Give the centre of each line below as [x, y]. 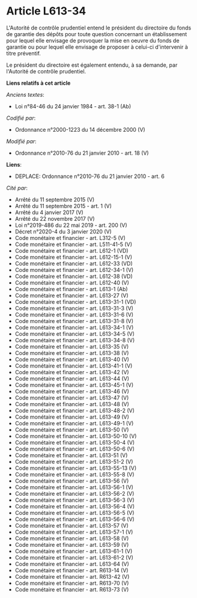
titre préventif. [23, 53]
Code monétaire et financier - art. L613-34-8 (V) [75, 340]
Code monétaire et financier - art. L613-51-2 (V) [74, 461]
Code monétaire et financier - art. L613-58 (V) [72, 538]
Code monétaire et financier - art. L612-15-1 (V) [74, 257]
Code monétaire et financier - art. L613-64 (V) [72, 564]
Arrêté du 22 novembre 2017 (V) [55, 218]
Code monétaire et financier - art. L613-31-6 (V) [74, 315]
